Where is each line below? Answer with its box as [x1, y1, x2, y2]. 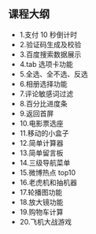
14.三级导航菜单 [19, 158, 71, 167]
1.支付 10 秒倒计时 [19, 30, 77, 39]
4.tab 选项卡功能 [19, 59, 73, 69]
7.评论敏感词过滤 [19, 89, 74, 98]
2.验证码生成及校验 [19, 39, 82, 49]
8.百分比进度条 [19, 98, 68, 108]
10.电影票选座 [19, 118, 65, 128]
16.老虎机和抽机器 [19, 177, 77, 187]
